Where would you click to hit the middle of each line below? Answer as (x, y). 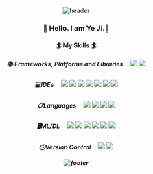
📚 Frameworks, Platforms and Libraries (65, 64)
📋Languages (57, 105)
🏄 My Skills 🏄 (76, 45)
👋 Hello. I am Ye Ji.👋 (76, 28)
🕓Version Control (65, 147)
